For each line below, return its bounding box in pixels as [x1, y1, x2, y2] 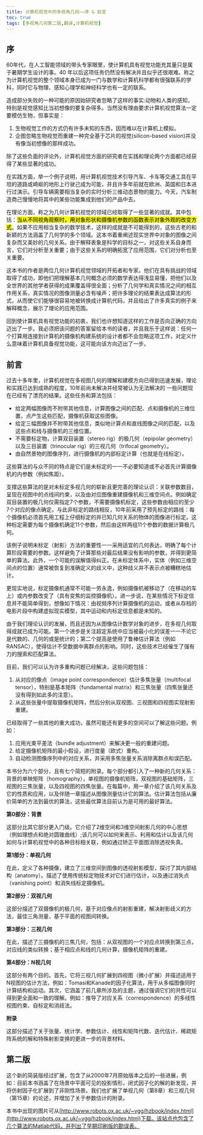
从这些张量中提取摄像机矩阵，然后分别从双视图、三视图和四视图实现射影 [14, 699, 195, 706]
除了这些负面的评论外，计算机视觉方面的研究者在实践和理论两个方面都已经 [6, 152, 192, 160]
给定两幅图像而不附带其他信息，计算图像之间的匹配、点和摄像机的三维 [14, 405, 190, 412]
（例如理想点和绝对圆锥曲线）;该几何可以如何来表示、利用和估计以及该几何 [6, 831, 193, 838]
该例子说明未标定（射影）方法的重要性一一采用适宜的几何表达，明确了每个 [6, 542, 192, 548]
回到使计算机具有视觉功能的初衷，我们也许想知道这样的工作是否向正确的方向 [6, 317, 197, 325]
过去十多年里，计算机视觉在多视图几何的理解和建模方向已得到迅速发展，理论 [6, 377, 197, 384]
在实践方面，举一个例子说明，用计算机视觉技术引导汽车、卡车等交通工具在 [6, 173, 192, 180]
